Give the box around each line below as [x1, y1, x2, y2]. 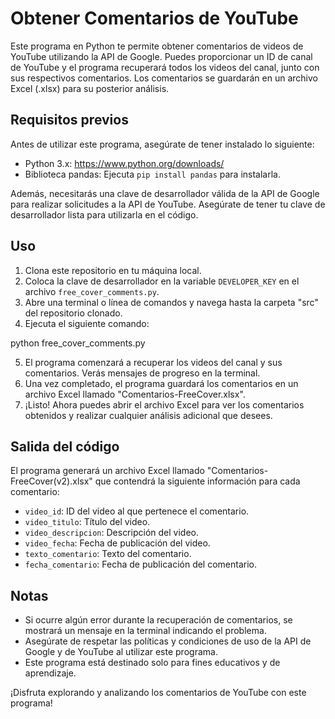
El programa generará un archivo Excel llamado [10, 465, 205, 477]
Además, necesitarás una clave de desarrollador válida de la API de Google [10, 187, 320, 199]
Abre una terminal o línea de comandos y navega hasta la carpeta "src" [24, 296, 319, 308]
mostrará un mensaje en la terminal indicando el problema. [24, 625, 267, 637]
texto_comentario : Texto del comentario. [24, 548, 192, 560]
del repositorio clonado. [24, 307, 123, 319]
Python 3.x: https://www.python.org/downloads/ [24, 157, 225, 169]
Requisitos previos [10, 112, 129, 129]
